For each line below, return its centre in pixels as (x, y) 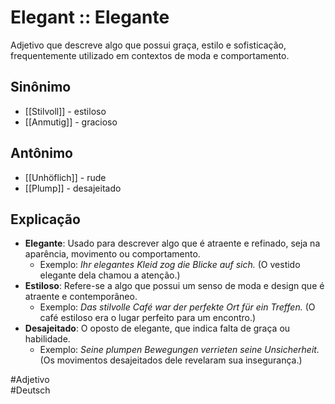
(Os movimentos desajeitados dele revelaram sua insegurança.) (171, 360)
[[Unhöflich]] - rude (65, 177)
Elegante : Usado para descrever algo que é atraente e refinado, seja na (172, 243)
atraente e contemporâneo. (81, 297)
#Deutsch (30, 390)
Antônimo (41, 153)
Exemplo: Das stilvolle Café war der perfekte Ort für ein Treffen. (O (177, 307)
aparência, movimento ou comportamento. (112, 254)
